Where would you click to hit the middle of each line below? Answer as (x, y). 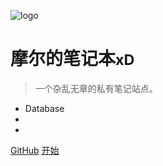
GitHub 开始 (35, 150)
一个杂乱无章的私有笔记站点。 (96, 88)
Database (44, 108)
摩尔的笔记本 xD (72, 59)
